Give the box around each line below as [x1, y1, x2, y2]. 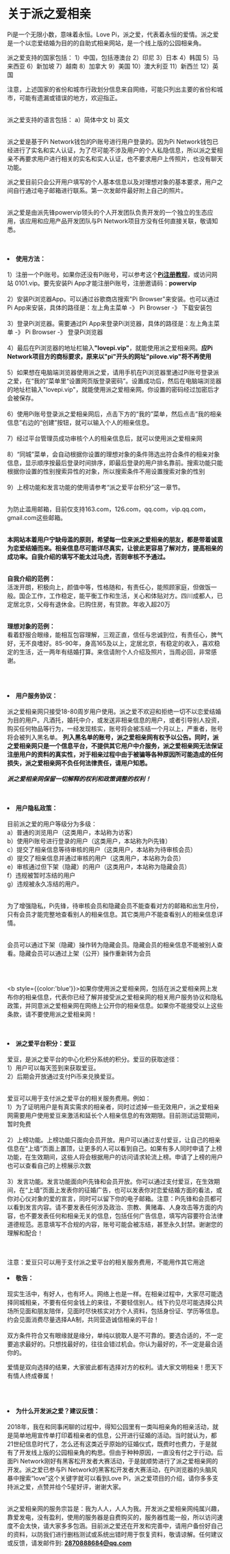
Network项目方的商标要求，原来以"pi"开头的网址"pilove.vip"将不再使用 [7, 352, 212, 360]
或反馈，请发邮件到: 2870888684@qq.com [7, 1538, 132, 1547]
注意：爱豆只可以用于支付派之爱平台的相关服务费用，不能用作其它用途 [7, 1258, 205, 1266]
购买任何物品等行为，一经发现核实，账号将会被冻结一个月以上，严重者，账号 [7, 725, 223, 733]
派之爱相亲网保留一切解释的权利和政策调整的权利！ [7, 775, 151, 783]
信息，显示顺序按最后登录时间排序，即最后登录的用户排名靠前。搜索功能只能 [7, 458, 223, 467]
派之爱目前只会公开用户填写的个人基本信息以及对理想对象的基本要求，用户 [7, 178, 217, 186]
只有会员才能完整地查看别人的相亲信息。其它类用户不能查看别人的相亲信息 [7, 910, 217, 918]
